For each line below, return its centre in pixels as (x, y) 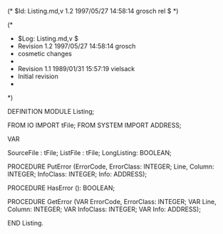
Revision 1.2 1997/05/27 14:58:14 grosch (77, 46)
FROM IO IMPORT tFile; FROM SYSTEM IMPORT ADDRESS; (94, 125)
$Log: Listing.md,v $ (48, 38)
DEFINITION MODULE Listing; (51, 111)
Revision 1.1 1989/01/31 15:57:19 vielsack (76, 69)
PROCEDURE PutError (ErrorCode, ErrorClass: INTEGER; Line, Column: (111, 166)
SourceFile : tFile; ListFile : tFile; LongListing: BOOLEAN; (90, 153)
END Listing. (26, 223)
